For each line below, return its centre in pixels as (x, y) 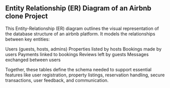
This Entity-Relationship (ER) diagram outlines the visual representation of (82, 28)
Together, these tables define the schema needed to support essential (78, 69)
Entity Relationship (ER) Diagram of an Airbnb (78, 8)
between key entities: (28, 39)
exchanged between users (33, 60)
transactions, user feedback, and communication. (57, 80)
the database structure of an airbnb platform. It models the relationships (80, 34)
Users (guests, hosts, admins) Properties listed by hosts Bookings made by (83, 49)
